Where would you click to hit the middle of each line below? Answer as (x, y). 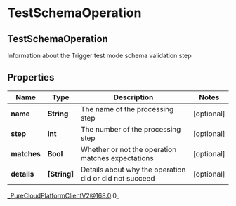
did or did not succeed (118, 178)
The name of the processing (127, 109)
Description (133, 97)
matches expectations (117, 158)
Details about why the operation (133, 170)
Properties (31, 77)
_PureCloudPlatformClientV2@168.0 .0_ (63, 195)
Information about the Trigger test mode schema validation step (99, 55)
